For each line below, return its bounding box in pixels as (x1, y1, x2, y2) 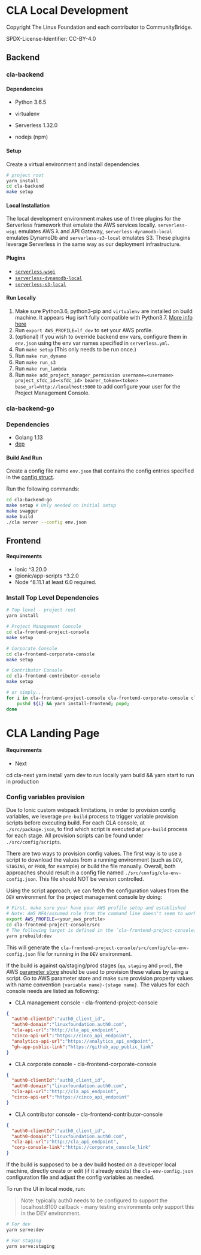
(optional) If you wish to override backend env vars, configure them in (14, 333, 187, 340)
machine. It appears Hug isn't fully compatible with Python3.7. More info (14, 314, 193, 321)
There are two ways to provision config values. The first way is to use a (6, 850, 182, 857)
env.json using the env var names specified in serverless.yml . (14, 339, 169, 347)
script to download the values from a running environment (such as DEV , (6, 856, 183, 863)
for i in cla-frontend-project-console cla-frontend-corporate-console (6, 695, 188, 701)
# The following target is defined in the (6, 927, 114, 933)
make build (6, 513, 33, 519)
